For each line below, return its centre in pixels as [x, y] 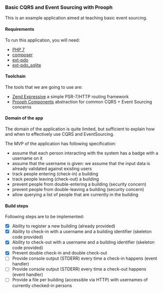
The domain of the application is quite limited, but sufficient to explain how [80, 129]
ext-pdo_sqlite [27, 65]
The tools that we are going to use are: [44, 87]
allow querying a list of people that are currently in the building [75, 194]
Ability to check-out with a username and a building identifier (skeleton [83, 242]
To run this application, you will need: [42, 40]
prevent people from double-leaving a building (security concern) [78, 189]
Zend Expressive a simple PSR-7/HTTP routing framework [71, 96]
